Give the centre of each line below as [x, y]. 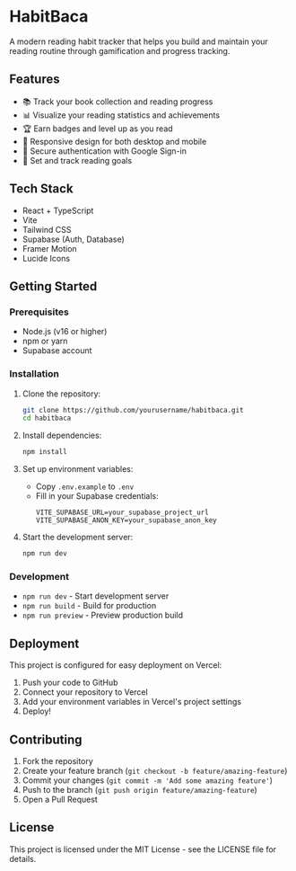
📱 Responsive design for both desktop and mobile [114, 141]
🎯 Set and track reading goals [77, 160]
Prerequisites [39, 312]
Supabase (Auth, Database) [74, 239]
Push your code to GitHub [70, 683]
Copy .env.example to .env [85, 486]
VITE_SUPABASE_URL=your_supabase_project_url [122, 513]
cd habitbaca [47, 418]
